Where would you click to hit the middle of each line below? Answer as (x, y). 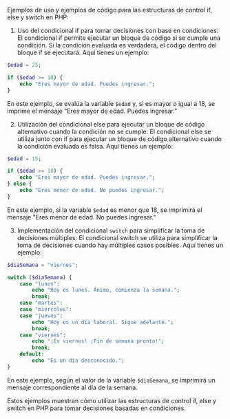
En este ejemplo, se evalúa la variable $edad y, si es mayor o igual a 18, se (111, 103)
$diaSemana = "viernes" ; (43, 265)
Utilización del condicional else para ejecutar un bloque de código (111, 124)
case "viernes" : (43, 335)
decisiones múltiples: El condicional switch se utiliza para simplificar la (117, 237)
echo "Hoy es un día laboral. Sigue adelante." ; (103, 322)
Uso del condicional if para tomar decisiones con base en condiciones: (118, 31)
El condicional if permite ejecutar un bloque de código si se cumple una (119, 38)
